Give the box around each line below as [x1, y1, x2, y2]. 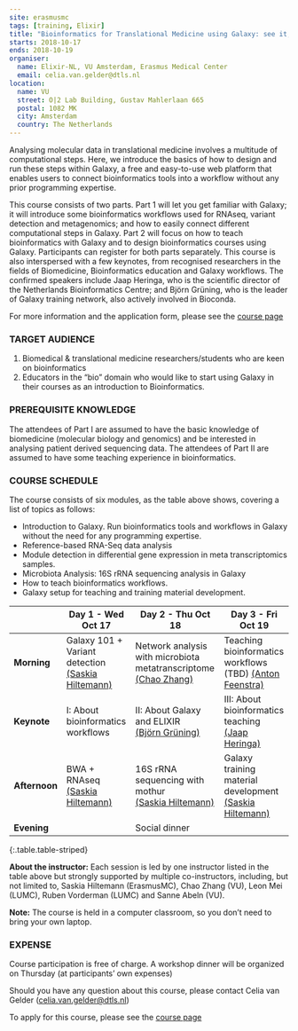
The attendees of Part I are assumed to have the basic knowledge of [9, 423, 260, 435]
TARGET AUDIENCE [9, 333, 96, 345]
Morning [13, 656, 51, 668]
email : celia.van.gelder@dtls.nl [17, 71, 141, 80]
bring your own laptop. [9, 916, 92, 927]
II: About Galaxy [135, 704, 201, 716]
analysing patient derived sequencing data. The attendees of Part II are [9, 443, 269, 453]
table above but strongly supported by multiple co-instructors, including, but [9, 870, 288, 881]
